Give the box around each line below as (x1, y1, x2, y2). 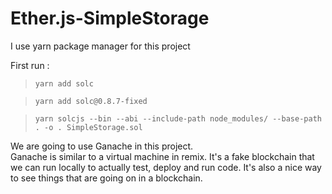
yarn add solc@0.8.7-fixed (34, 96, 148, 106)
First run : (10, 59, 50, 71)
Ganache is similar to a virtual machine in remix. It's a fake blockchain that (10, 150, 315, 162)
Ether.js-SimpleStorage (10, 7, 210, 30)
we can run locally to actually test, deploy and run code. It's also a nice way (10, 161, 322, 173)
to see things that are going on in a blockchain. (10, 172, 203, 184)
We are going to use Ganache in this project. (10, 140, 194, 152)
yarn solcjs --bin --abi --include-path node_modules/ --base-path (34, 113, 322, 124)
